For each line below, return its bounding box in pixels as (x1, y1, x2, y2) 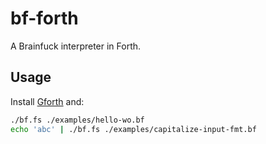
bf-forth (10, 7, 79, 30)
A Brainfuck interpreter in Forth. (10, 40, 142, 52)
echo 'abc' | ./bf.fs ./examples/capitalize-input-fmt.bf (10, 124, 257, 134)
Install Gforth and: (10, 95, 85, 107)
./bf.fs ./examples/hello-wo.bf (10, 115, 145, 125)
